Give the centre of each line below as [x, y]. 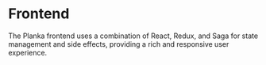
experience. [28, 52]
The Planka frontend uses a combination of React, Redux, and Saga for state [133, 36]
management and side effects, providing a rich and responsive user [119, 44]
